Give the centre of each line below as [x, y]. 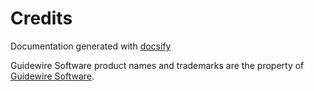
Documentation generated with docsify [91, 46]
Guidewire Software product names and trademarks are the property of [157, 65]
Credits [41, 18]
